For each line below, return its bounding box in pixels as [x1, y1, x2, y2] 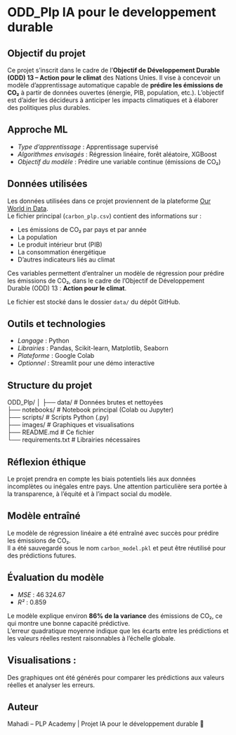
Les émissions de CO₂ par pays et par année [17, 225, 147, 233]
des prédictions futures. [7, 551, 77, 560]
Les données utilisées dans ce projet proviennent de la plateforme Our [7, 197, 211, 205]
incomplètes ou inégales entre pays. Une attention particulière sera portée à [7, 482, 228, 490]
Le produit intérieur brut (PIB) [17, 240, 103, 249]
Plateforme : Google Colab [17, 352, 95, 360]
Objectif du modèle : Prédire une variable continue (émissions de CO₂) [17, 157, 221, 166]
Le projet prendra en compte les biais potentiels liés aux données [7, 475, 197, 483]
